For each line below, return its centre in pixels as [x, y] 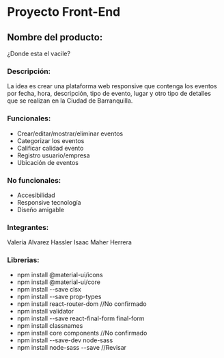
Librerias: [23, 260]
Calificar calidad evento [50, 148]
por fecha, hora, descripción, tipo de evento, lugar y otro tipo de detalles [109, 94]
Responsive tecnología [49, 202]
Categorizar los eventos [51, 140]
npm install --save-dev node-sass [65, 340]
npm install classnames [50, 326]
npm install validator [45, 311]
